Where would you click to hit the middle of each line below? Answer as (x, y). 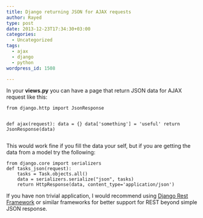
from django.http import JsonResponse (55, 108)
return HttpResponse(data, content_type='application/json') (96, 185)
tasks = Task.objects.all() (52, 174)
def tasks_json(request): (39, 169)
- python (23, 62)
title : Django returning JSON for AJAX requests (69, 12)
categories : (21, 35)
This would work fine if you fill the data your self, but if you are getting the (98, 146)
